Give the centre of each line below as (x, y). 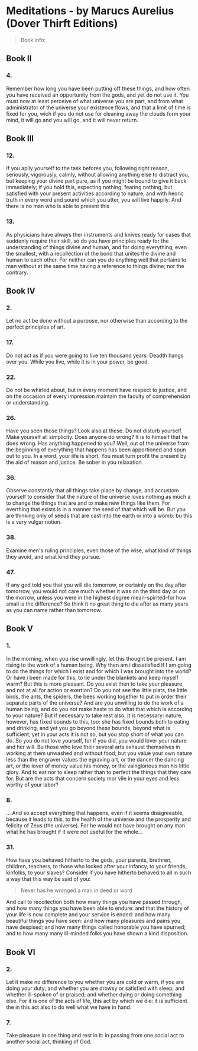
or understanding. (28, 402)
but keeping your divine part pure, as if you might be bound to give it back (96, 181)
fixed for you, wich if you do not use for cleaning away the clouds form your (98, 113)
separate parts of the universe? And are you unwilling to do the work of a (95, 703)
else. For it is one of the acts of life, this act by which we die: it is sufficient (97, 1001)
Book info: (33, 40)
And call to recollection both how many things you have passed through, (94, 902)
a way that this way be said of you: (48, 879)
